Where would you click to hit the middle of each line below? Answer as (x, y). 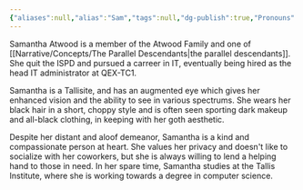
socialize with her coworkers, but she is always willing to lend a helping (143, 156)
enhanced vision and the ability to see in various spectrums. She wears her (150, 100)
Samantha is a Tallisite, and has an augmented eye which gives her (135, 90)
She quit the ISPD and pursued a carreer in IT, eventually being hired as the (151, 63)
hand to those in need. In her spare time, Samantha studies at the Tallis (142, 165)
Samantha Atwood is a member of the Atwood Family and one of (131, 44)
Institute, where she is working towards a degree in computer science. (141, 175)
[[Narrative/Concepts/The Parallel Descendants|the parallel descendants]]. (150, 53)
